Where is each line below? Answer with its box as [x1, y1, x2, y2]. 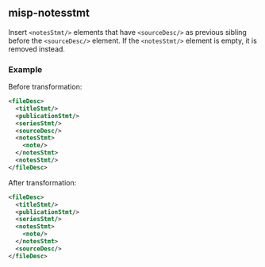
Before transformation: [8, 82, 83, 92]
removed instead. [8, 44, 66, 54]
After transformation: [8, 177, 77, 187]
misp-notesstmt [8, 6, 90, 20]
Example [8, 63, 43, 74]
